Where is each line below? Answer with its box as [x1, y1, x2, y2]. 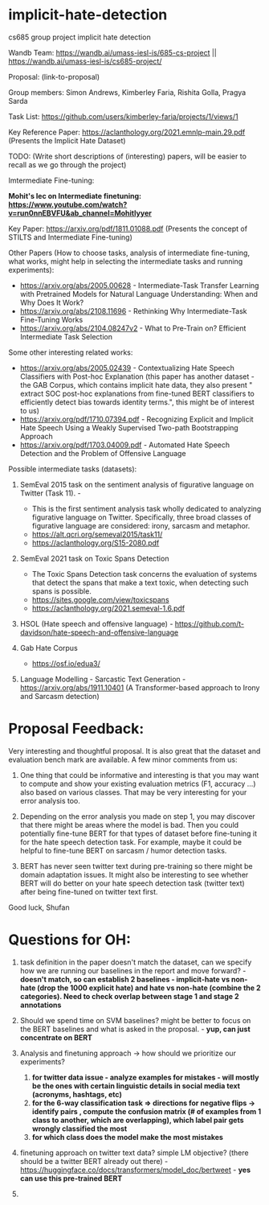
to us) [19, 405, 40, 415]
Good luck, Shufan [8, 903, 70, 912]
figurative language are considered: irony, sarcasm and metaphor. [31, 520, 251, 530]
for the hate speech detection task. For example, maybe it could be [19, 837, 243, 846]
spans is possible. [31, 586, 92, 596]
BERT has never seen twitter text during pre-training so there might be [19, 861, 253, 870]
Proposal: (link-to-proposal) [8, 72, 100, 81]
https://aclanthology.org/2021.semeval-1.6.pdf [31, 603, 185, 613]
